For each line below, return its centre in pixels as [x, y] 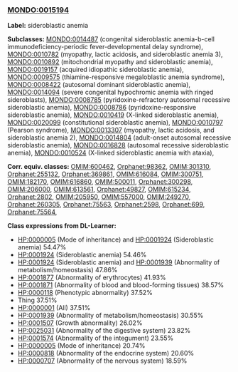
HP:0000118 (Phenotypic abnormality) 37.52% [85, 293]
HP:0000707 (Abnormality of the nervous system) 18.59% [102, 361]
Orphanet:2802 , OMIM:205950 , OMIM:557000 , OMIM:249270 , [99, 197]
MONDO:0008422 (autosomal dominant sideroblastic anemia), [99, 85]
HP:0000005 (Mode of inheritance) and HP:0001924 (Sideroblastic [116, 239]
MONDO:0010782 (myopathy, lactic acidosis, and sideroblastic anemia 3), [115, 54]
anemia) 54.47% [42, 247]
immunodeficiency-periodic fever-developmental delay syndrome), [106, 47]
